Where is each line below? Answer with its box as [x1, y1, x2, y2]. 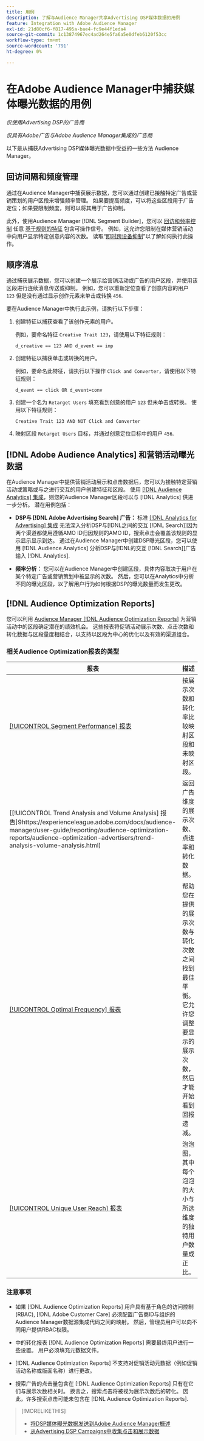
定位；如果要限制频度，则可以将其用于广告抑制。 [6, 204, 129, 211]
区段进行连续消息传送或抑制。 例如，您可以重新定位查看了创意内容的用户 [6, 285, 189, 292]
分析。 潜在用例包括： [16, 501, 72, 509]
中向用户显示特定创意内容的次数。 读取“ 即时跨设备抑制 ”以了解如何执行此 [6, 232, 188, 239]
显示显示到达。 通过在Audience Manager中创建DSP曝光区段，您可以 [20, 537, 192, 544]
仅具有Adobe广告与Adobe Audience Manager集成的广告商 [6, 132, 153, 139]
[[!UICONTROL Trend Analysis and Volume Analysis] [9, 809, 159, 817]
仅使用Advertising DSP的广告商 [6, 118, 85, 126]
